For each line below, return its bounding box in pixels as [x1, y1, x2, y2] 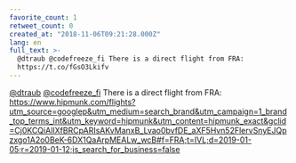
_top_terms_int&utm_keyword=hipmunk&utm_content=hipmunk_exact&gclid [9, 115, 287, 126]
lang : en [9, 37, 42, 47]
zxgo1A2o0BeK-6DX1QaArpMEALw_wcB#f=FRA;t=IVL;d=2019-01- [9, 134, 252, 145]
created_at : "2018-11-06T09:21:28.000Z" [9, 29, 162, 38]
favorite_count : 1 [9, 12, 77, 22]
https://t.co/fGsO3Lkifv [17, 63, 109, 72]
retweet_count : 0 [9, 21, 74, 30]
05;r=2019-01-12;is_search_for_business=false [9, 143, 180, 154]
